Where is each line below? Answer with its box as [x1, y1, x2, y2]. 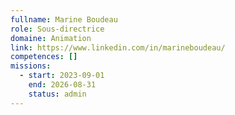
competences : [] [10, 52, 78, 62]
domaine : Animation [10, 33, 92, 43]
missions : [10, 61, 52, 71]
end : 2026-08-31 [28, 80, 97, 90]
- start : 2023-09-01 [19, 71, 105, 81]
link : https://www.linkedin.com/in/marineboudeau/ [10, 42, 226, 53]
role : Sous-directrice [10, 24, 105, 34]
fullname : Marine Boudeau [10, 14, 118, 25]
